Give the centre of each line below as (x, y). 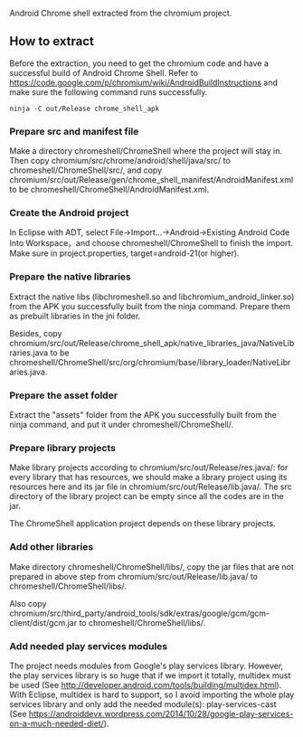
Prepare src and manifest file (74, 131)
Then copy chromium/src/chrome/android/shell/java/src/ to (120, 161)
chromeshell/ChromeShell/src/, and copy (86, 170)
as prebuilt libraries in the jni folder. (75, 316)
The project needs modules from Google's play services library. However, (147, 666)
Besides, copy (36, 333)
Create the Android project (69, 213)
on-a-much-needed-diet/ (57, 723)
